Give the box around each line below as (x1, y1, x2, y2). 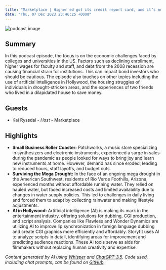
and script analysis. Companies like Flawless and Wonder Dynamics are (12, 218, 159, 224)
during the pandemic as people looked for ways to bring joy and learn (12, 155, 154, 161)
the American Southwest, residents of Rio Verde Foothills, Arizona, (12, 176, 148, 182)
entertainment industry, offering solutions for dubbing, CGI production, (12, 213, 157, 219)
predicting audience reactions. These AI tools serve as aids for (12, 239, 140, 245)
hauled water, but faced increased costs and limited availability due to (12, 186, 155, 192)
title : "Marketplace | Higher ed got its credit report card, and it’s (5, 7, 156, 12)
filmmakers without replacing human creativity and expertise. (12, 244, 137, 250)
